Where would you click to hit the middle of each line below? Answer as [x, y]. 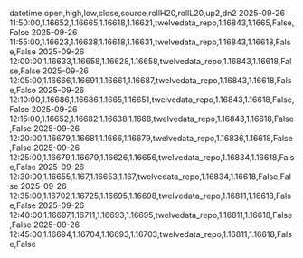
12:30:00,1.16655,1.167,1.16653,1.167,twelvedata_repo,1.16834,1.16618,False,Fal [150, 177]
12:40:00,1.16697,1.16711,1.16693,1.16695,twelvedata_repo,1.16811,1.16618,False [151, 215]
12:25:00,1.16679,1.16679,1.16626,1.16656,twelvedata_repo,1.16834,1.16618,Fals [152, 157]
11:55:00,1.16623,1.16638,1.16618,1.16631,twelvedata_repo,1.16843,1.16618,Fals [150, 42]
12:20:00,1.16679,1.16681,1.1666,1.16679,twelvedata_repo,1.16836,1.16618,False [151, 138]
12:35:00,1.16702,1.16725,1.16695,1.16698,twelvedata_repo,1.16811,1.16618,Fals [151, 196]
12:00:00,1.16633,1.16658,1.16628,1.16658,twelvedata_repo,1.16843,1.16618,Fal [151, 61]
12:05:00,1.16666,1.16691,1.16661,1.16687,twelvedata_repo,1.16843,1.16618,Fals [151, 80]
